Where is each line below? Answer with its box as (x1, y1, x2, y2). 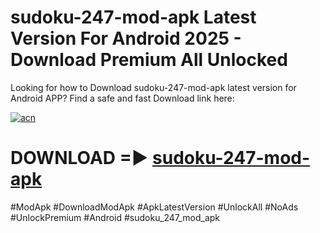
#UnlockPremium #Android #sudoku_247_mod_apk (10, 211, 221, 223)
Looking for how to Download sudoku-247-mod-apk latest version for (10, 81, 297, 93)
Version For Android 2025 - (10, 27, 242, 50)
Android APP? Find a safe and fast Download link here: (10, 92, 235, 104)
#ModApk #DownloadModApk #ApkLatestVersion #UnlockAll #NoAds (10, 201, 299, 213)
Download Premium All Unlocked (10, 49, 288, 71)
